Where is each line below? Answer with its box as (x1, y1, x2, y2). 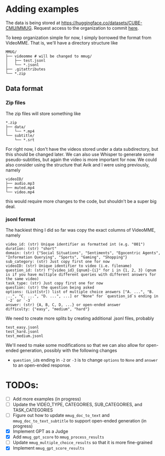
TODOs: (5, 379, 39, 391)
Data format (5, 84, 43, 93)
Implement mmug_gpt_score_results (12, 445, 84, 451)
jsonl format (5, 216, 36, 223)
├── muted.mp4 (5, 185, 35, 190)
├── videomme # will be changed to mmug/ (5, 53, 92, 59)
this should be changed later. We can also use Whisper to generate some (5, 151, 155, 157)
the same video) (5, 276, 39, 281)
